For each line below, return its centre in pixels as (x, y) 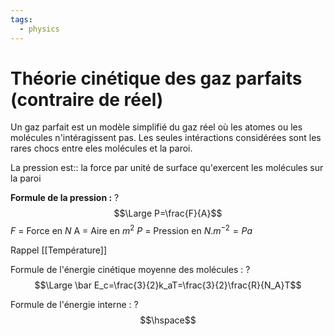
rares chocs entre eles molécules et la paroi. (101, 148)
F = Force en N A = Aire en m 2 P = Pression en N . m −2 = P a (131, 230)
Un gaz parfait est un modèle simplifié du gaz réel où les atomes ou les (156, 127)
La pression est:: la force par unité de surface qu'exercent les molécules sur (167, 168)
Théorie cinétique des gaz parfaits (156, 78)
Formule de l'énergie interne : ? (74, 305)
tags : (21, 19)
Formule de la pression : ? (65, 198)
